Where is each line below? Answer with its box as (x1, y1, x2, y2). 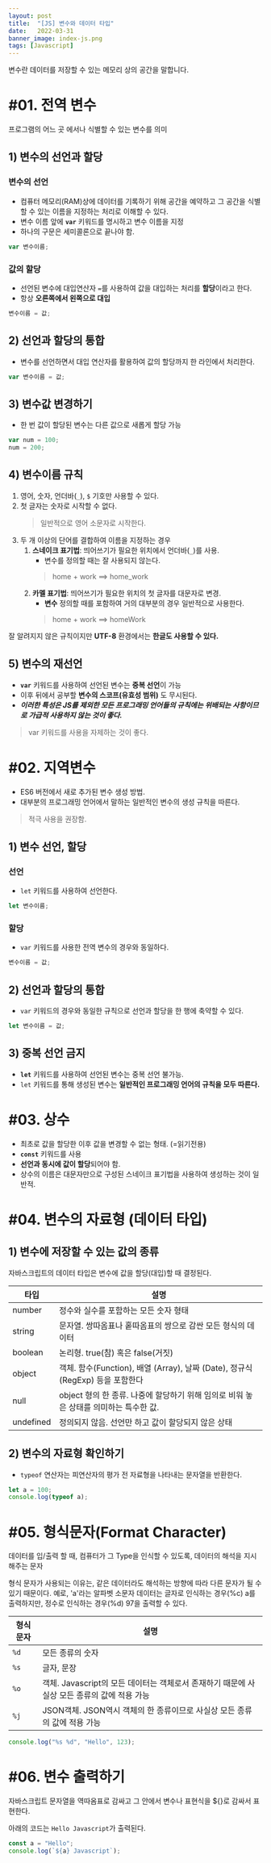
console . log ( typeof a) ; (8, 1493, 89, 1502)
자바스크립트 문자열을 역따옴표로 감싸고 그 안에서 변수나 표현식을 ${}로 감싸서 (8, 1796, 252, 1806)
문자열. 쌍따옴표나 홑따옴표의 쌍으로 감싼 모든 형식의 (59, 1320, 246, 1331)
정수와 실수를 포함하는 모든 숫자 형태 (59, 1305, 190, 1316)
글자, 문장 (42, 1663, 77, 1674)
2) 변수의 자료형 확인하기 (8, 1447, 125, 1460)
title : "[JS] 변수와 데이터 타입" (8, 19, 115, 27)
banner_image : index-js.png (8, 34, 103, 43)
